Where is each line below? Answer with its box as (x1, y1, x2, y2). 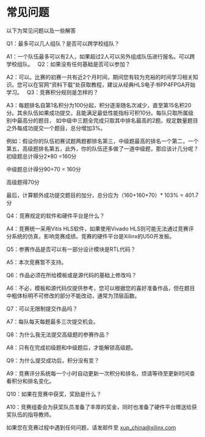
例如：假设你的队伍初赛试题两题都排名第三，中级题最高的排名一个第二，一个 (6, 137, 199, 144)
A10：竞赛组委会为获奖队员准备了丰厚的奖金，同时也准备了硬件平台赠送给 (6, 403, 192, 410)
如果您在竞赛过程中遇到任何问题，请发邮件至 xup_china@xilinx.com (6, 424, 176, 431)
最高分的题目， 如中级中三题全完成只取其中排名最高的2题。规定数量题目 (16, 116, 198, 124)
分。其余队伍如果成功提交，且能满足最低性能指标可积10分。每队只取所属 (6, 109, 189, 116)
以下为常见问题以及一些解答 (6, 27, 76, 34)
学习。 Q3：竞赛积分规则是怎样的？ (6, 88, 99, 96)
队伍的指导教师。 (11, 411, 55, 418)
